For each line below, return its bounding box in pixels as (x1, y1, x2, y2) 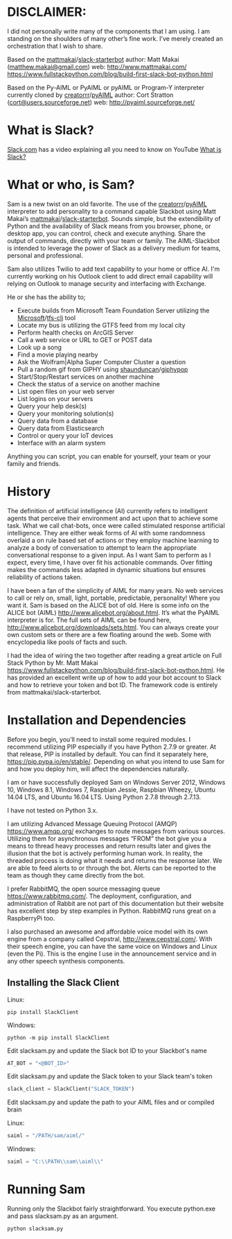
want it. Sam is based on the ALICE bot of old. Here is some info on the (7, 600, 210, 609)
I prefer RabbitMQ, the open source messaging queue (7, 884, 161, 893)
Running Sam (7, 1182, 86, 1197)
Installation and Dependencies (7, 712, 186, 728)
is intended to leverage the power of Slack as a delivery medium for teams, (7, 244, 221, 252)
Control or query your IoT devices (17, 431, 114, 440)
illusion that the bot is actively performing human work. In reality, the (7, 849, 203, 857)
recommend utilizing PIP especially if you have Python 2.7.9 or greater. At (7, 742, 217, 751)
